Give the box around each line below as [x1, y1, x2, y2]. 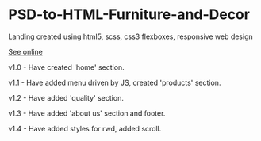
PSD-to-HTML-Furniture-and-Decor [8, 6, 250, 24]
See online [8, 47, 44, 56]
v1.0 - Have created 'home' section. [8, 62, 125, 72]
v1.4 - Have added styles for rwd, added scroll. [8, 124, 162, 133]
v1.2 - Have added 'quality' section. [8, 93, 125, 102]
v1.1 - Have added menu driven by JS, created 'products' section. [8, 78, 221, 87]
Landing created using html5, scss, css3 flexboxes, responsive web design [8, 32, 254, 41]
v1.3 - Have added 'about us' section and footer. [8, 109, 166, 118]
